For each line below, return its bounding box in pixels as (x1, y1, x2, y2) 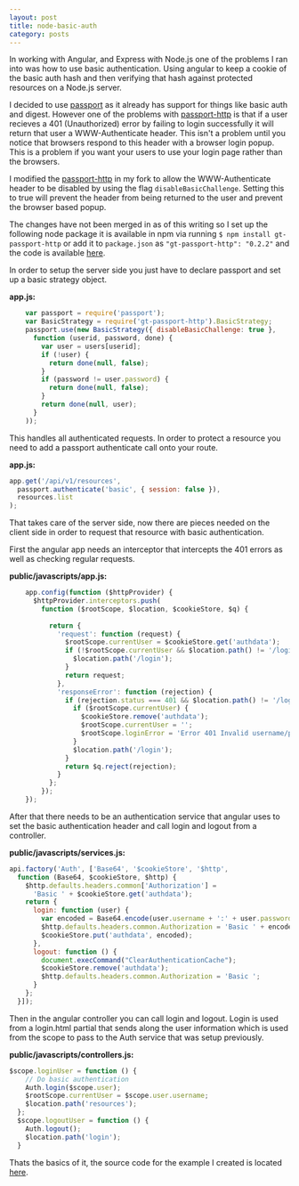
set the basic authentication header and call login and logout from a (9, 820, 257, 831)
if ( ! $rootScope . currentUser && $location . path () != (65, 646, 265, 655)
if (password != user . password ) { (41, 375, 169, 384)
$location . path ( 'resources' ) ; (25, 1100, 138, 1109)
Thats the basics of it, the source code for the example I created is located (9, 1157, 282, 1167)
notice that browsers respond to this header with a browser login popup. (9, 137, 275, 148)
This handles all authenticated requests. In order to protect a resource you (9, 433, 282, 443)
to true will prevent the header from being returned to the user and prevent (9, 192, 283, 203)
